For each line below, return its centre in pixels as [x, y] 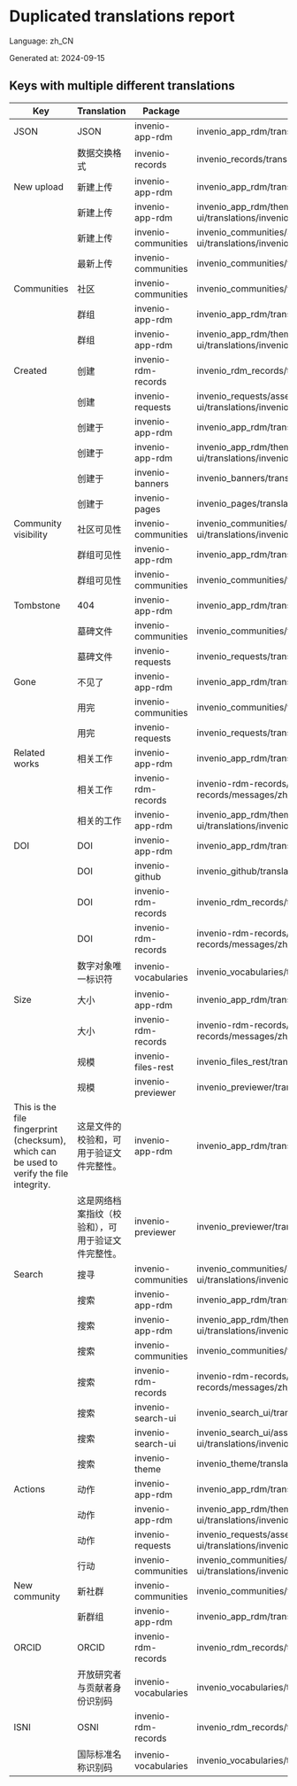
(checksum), [40, 1140]
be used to [36, 1162]
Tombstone [37, 605]
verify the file [41, 1173]
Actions [30, 1488]
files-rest [154, 1067]
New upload [39, 186]
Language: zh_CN [42, 41]
